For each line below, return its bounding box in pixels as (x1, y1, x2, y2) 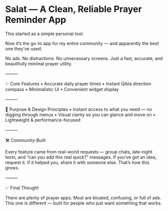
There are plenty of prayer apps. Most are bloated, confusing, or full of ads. (5, 194, 161, 200)
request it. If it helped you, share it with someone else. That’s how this (5, 159, 149, 165)
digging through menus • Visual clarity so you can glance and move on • (5, 111, 155, 117)
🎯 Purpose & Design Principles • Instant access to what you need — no (5, 106, 152, 112)
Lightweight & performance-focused (5, 116, 81, 123)
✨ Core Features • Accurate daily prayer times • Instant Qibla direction (5, 80, 151, 86)
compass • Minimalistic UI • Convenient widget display (5, 86, 119, 92)
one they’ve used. (5, 45, 43, 51)
